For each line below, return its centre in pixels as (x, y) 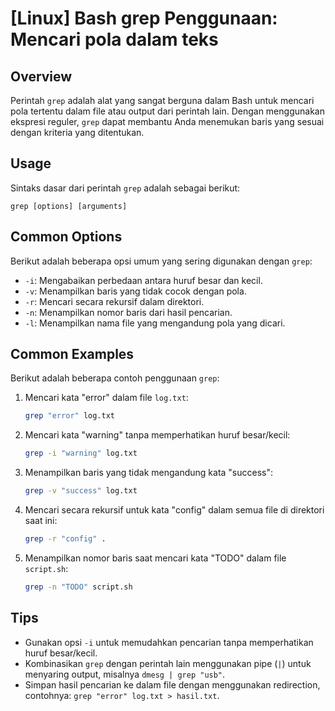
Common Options (66, 237)
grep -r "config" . (65, 539)
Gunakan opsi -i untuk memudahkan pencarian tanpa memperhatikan (169, 642)
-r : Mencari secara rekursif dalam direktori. (114, 301)
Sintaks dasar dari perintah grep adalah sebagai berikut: (125, 188)
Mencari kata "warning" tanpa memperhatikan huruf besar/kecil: (157, 435)
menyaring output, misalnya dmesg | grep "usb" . (125, 674)
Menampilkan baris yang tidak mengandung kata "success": (149, 473)
